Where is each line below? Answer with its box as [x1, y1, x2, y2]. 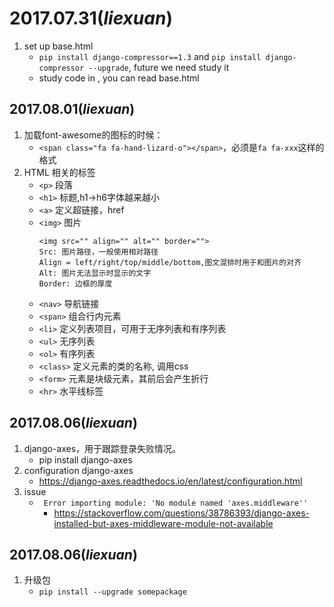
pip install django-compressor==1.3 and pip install [38, 50, 262, 62]
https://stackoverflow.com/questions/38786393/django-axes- [53, 507, 310, 519]
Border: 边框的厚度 [38, 278, 113, 289]
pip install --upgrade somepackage [38, 587, 187, 597]
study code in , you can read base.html [38, 72, 200, 84]
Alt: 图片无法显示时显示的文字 [38, 268, 152, 278]
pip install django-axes [38, 453, 133, 466]
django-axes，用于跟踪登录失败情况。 [23, 442, 182, 454]
